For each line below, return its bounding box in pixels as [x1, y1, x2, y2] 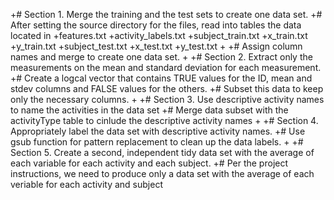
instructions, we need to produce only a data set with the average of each [10, 168, 315, 179]
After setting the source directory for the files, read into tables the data [10, 19, 302, 31]
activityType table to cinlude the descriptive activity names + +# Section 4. [10, 115, 319, 126]
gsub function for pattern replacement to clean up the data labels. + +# [10, 136, 304, 148]
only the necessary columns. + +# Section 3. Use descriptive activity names [10, 94, 325, 105]
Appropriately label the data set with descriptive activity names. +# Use [10, 125, 306, 137]
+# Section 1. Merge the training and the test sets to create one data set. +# [10, 9, 323, 20]
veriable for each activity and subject [10, 179, 163, 190]
